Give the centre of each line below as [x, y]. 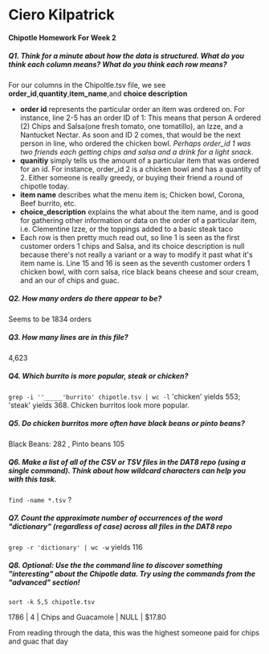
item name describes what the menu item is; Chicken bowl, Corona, [132, 194]
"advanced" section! [44, 582]
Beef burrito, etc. [48, 203]
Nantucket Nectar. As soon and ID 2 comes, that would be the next [130, 135]
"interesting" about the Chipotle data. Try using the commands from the [132, 574]
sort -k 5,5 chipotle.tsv [51, 602]
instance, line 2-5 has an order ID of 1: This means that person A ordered [140, 118]
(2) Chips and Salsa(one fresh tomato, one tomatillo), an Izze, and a [131, 126]
